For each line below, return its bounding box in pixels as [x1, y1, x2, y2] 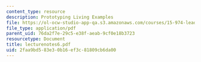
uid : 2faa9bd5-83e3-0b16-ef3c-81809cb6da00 [6, 47, 117, 53]
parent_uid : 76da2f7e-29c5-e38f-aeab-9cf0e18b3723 [6, 31, 135, 37]
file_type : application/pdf [6, 25, 77, 31]
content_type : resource [6, 8, 66, 15]
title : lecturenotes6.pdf [6, 42, 71, 48]
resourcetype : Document [6, 36, 66, 42]
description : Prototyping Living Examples [6, 14, 114, 20]
